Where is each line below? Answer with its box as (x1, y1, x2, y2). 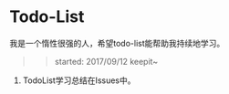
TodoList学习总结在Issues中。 (22, 75, 136, 86)
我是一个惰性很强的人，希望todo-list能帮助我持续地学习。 (9, 37, 225, 48)
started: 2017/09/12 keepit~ (54, 56, 159, 67)
